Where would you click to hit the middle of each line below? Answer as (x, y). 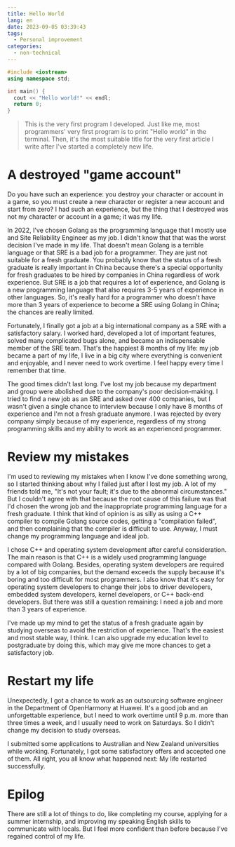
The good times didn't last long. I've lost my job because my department (112, 384)
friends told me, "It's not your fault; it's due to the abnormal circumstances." (117, 491)
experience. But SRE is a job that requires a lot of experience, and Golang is (116, 283)
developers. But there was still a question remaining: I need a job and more (115, 602)
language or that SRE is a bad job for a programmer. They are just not (107, 252)
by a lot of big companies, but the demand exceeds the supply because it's (116, 572)
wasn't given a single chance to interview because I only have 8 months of (115, 407)
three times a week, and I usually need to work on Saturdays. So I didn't (111, 722)
